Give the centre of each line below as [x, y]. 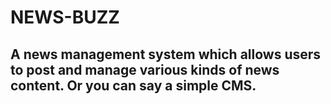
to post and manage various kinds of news [145, 69]
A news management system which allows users [166, 54]
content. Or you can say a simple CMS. [133, 85]
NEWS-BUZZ [65, 17]
